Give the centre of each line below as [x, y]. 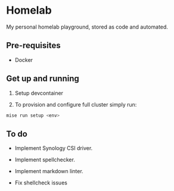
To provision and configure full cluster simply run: [76, 104]
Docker [24, 60]
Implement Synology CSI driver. [54, 148]
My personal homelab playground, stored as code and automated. [87, 27]
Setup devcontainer [39, 93]
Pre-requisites [33, 46]
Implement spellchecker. [45, 160]
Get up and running [43, 79]
